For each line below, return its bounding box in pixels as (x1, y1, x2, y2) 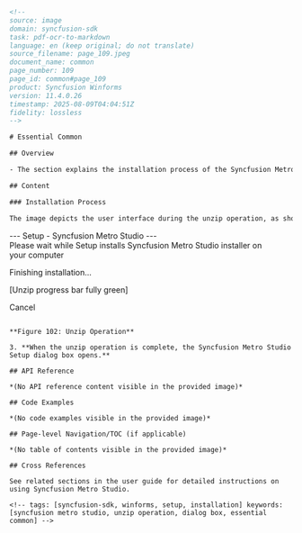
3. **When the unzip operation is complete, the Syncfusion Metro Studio (9, 342, 292, 352)
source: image (9, 15, 63, 25)
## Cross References (9, 461, 87, 470)
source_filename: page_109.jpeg (9, 50, 130, 59)
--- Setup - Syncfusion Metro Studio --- (9, 230, 157, 241)
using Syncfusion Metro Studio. (9, 484, 130, 493)
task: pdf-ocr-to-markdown (9, 32, 111, 41)
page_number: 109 (9, 67, 75, 76)
